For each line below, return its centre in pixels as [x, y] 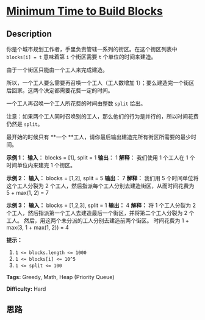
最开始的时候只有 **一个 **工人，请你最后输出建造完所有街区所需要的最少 [99, 137]
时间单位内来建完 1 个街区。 [41, 165]
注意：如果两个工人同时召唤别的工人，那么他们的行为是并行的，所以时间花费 [103, 116]
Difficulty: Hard [26, 289]
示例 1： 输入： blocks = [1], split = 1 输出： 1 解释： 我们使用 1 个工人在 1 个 [101, 158]
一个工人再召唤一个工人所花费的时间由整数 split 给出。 [76, 103]
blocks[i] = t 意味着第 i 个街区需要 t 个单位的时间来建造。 [81, 57]
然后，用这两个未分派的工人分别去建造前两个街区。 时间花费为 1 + [106, 220]
